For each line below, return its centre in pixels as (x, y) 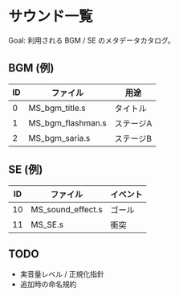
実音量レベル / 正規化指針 (62, 274)
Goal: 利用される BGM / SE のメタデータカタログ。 (92, 40)
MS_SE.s (47, 224)
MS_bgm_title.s (57, 108)
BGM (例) (31, 68)
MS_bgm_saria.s (59, 138)
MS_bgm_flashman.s (67, 123)
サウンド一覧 (51, 16)
